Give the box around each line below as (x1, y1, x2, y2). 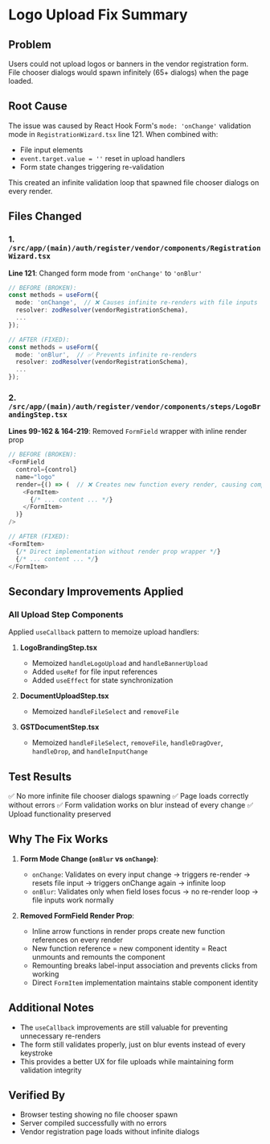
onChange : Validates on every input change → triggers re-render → (31, 869, 251, 879)
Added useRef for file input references (31, 667, 158, 677)
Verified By (8, 1088, 66, 1102)
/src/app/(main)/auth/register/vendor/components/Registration (8, 244, 261, 253)
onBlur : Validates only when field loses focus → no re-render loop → (31, 886, 259, 896)
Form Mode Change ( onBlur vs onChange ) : (19, 853, 159, 863)
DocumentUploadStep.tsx (19, 691, 109, 701)
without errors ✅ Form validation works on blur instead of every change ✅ (8, 799, 254, 810)
